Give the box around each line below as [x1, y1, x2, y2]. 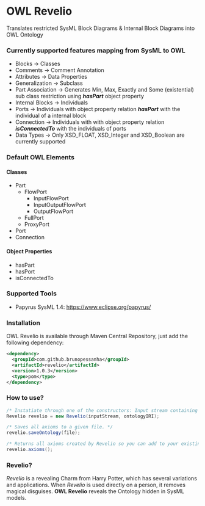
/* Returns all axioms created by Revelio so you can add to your [6, 441, 179, 447]
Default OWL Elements [6, 153, 75, 162]
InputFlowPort [33, 195, 69, 202]
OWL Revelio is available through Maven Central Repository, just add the [6, 333, 188, 340]
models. [6, 494, 27, 502]
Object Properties [6, 247, 52, 255]
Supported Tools [6, 289, 57, 298]
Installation [6, 319, 41, 327]
